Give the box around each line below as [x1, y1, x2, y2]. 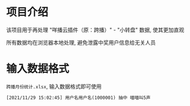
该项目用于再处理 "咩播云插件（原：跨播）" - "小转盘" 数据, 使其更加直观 [6, 26, 185, 33]
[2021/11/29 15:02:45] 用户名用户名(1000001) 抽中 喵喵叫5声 [6, 95, 151, 101]
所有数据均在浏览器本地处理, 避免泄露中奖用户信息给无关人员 [6, 39, 156, 46]
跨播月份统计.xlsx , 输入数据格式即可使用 [6, 83, 102, 90]
